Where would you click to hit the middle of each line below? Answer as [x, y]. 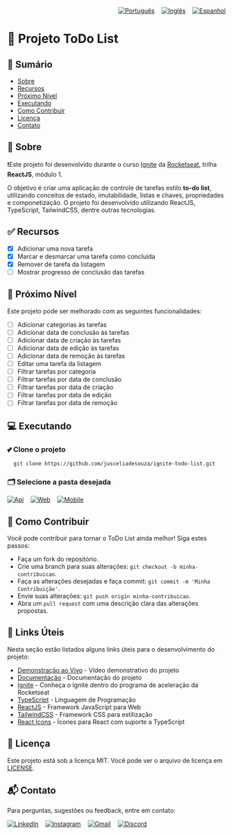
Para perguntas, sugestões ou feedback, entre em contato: [91, 811]
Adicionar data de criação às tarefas [69, 340]
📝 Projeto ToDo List [63, 39]
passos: [18, 546]
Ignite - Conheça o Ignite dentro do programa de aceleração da [108, 685]
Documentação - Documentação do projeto [79, 677]
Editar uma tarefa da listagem [59, 364]
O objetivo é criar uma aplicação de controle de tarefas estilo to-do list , [109, 188]
